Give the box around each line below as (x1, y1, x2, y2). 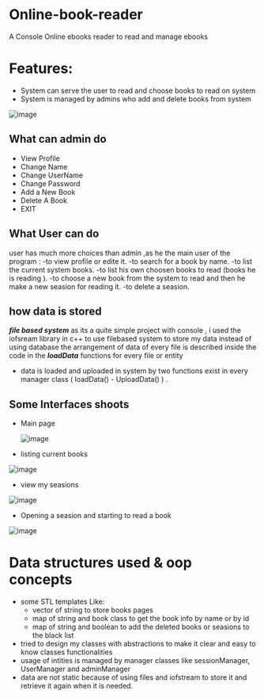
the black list (32, 631, 74, 640)
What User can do (9, 227, 100, 241)
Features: (9, 59, 74, 78)
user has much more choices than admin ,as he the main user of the (9, 248, 231, 257)
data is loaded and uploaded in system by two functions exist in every (20, 366, 248, 376)
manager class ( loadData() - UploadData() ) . (20, 375, 168, 384)
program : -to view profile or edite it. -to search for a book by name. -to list (9, 256, 252, 266)
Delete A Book (20, 196, 68, 205)
